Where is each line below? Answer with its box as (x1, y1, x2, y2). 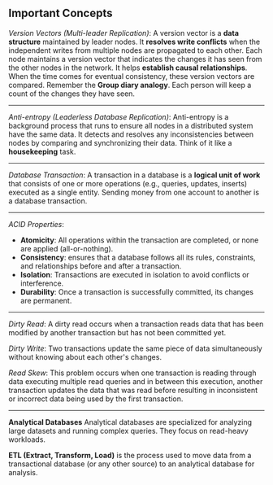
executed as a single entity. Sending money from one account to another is (8, 187, 260, 197)
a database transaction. (8, 195, 88, 206)
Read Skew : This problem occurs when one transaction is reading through (8, 368, 257, 378)
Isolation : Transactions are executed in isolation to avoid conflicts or (19, 269, 249, 279)
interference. (19, 278, 64, 288)
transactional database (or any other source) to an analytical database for (8, 459, 255, 469)
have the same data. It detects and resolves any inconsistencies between (8, 129, 254, 139)
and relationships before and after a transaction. (19, 260, 182, 271)
